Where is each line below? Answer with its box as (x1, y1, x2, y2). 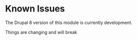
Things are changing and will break (5, 29, 77, 35)
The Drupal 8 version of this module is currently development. (5, 19, 133, 25)
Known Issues (5, 3, 65, 14)
